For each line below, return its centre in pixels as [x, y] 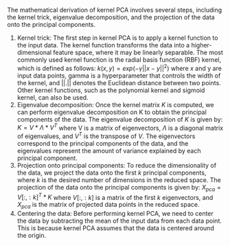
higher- [202, 45]
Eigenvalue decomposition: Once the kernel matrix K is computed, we [115, 104]
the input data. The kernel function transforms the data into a [103, 45]
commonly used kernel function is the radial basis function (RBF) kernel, [119, 60]
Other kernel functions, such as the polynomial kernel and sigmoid [111, 90]
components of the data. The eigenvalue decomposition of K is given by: [120, 119]
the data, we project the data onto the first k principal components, [112, 172]
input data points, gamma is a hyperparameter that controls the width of [119, 76]
